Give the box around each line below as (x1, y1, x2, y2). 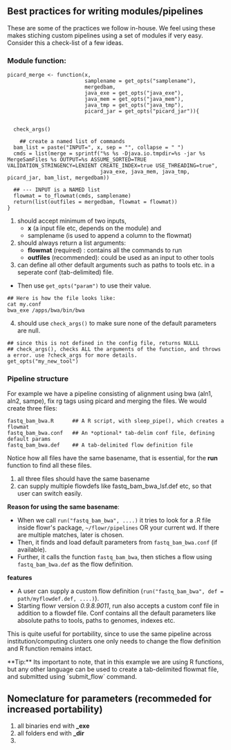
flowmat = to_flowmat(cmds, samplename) (13, 193, 131, 200)
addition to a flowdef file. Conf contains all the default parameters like (17, 609, 216, 617)
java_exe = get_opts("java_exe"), (84, 90, 185, 97)
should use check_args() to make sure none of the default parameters (17, 319, 216, 328)
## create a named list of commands (19, 138, 126, 145)
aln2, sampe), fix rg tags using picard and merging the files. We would (7, 397, 207, 405)
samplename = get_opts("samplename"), (84, 77, 196, 85)
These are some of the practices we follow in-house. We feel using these (7, 24, 216, 32)
